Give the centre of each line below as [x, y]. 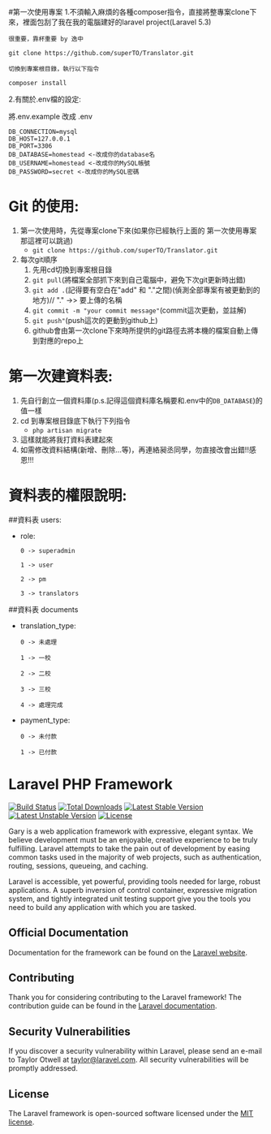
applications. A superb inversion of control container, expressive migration [133, 890]
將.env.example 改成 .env [51, 116]
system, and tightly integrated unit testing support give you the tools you [130, 899]
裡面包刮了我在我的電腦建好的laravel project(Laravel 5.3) [117, 22]
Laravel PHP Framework [90, 784]
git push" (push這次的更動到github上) [95, 320]
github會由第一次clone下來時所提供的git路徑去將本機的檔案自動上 [142, 330]
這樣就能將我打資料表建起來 [67, 439]
